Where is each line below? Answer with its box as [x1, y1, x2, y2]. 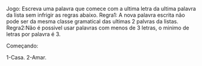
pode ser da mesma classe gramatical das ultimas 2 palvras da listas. [6, 18, 179, 25]
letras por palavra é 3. [6, 31, 61, 38]
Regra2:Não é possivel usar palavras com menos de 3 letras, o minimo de [6, 24, 189, 31]
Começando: [6, 42, 39, 49]
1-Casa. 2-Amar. [6, 54, 47, 61]
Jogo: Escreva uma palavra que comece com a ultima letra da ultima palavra [6, 5, 196, 12]
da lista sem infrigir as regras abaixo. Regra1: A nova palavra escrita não [6, 11, 185, 19]
